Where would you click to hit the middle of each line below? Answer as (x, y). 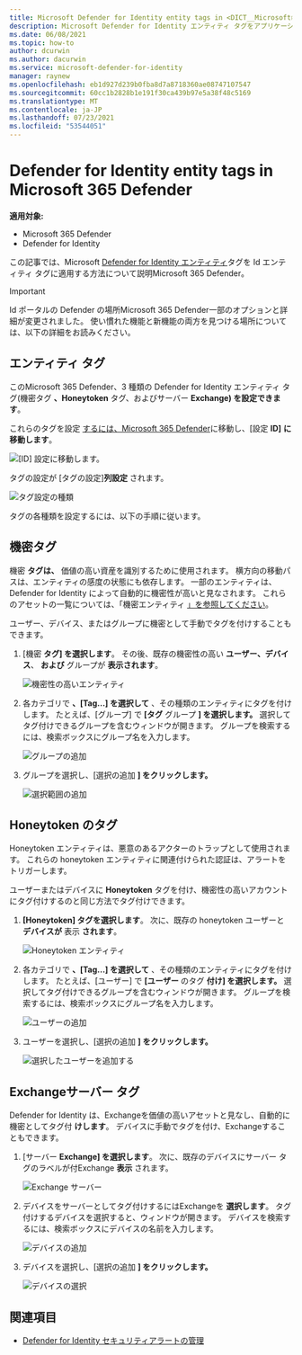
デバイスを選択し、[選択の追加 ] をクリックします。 (117, 1267)
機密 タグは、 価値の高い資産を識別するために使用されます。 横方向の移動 (146, 570)
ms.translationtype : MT (54, 101)
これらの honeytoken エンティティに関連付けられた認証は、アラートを (156, 860)
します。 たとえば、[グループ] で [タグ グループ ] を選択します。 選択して (156, 714)
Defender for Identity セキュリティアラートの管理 (113, 1340)
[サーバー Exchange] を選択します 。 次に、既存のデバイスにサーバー (149, 1157)
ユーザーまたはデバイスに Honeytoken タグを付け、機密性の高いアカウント (149, 890)
